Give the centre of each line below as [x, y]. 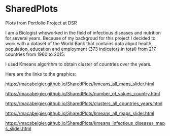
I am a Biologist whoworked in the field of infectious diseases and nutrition [83, 32]
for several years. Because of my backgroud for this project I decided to [80, 38]
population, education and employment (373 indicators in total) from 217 [81, 49]
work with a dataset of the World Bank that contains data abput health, [79, 43]
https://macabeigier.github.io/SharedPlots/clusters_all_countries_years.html [84, 103]
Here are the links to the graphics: [41, 74]
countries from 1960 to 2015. [35, 54]
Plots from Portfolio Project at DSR [41, 23]
